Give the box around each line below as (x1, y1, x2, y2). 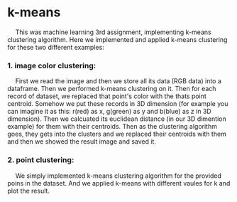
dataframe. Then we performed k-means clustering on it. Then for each (7, 85, 216, 93)
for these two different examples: (7, 43, 104, 51)
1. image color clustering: (7, 60, 97, 70)
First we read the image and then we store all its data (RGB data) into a (15, 77, 222, 85)
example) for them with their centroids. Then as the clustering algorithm (7, 122, 218, 131)
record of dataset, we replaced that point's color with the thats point (7, 92, 207, 100)
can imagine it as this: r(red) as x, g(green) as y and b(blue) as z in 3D (7, 107, 211, 116)
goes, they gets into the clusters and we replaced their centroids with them (7, 129, 227, 139)
